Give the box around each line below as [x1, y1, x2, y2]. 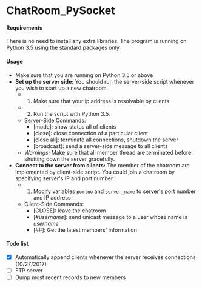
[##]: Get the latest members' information [33, 226, 138, 234]
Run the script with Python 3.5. [33, 110, 110, 117]
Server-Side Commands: [24, 116, 86, 124]
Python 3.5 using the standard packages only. [6, 44, 121, 52]
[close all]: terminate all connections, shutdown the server [33, 136, 179, 143]
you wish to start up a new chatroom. [15, 84, 109, 92]
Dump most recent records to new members [15, 274, 126, 281]
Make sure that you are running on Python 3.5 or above [15, 71, 153, 79]
